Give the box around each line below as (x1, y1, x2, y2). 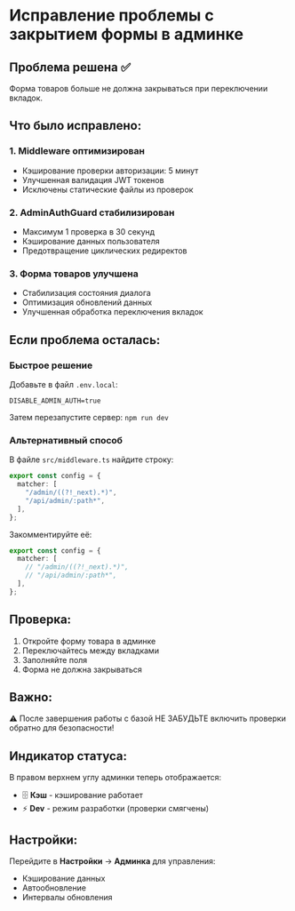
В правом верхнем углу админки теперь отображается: (9, 772, 222, 783)
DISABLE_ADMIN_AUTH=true (9, 396, 101, 405)
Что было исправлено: (9, 118, 142, 133)
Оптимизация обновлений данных (21, 297, 153, 308)
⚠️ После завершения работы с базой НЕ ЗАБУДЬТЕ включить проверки (9, 713, 286, 724)
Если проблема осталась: (9, 332, 161, 348)
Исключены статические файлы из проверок (21, 184, 194, 195)
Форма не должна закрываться (21, 664, 142, 675)
